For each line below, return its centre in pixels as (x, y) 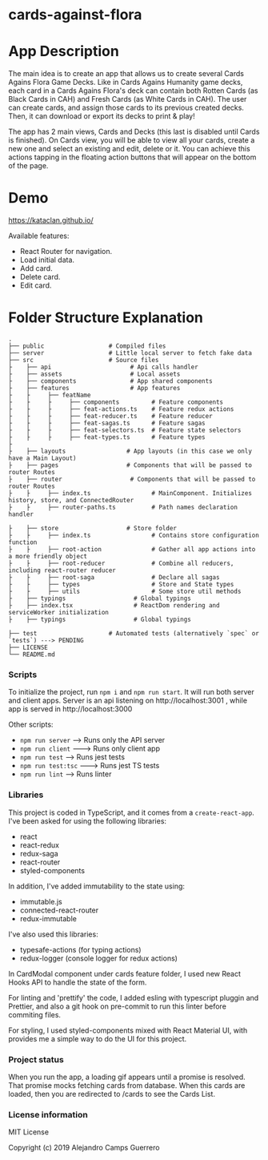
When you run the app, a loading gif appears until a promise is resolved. (127, 1077)
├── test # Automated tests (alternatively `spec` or (134, 634)
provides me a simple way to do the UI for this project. (98, 1038)
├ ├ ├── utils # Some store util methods (125, 591)
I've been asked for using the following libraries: (87, 821)
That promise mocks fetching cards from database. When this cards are (127, 1085)
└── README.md (32, 655)
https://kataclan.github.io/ (51, 220)
